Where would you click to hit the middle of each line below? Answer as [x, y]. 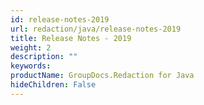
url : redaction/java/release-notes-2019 [96, 29]
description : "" [44, 57]
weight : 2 [31, 47]
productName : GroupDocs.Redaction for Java [102, 76]
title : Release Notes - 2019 [71, 38]
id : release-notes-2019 [60, 19]
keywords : [31, 66]
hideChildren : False [53, 85]
